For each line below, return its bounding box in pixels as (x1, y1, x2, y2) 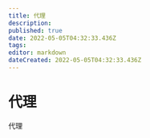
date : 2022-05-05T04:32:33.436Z (8, 34, 116, 42)
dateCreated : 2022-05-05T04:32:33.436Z (8, 57, 142, 65)
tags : (8, 41, 26, 49)
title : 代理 (8, 11, 46, 20)
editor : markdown (8, 49, 67, 57)
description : (8, 19, 52, 27)
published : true (8, 26, 63, 34)
